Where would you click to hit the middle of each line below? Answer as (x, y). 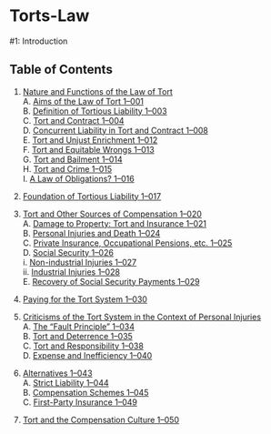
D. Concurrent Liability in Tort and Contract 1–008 (115, 130)
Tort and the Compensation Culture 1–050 (101, 419)
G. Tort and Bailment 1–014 (72, 159)
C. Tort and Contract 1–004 (73, 120)
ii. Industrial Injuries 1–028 (71, 272)
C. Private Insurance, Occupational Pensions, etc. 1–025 (127, 243)
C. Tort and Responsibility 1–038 (83, 346)
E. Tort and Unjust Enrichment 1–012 (90, 140)
